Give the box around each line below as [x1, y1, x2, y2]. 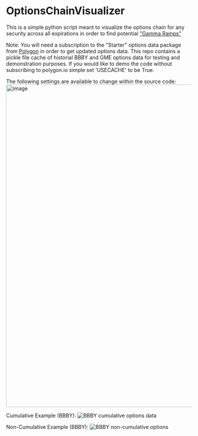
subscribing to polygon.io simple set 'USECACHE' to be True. [6, 66, 154, 73]
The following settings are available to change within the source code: [6, 78, 176, 85]
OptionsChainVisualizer [6, 4, 125, 18]
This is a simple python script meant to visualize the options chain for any [6, 24, 184, 31]
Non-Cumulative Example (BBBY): [6, 423, 89, 430]
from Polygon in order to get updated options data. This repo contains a [6, 47, 180, 54]
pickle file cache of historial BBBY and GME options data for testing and [6, 54, 180, 61]
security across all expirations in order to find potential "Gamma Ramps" [6, 29, 181, 37]
